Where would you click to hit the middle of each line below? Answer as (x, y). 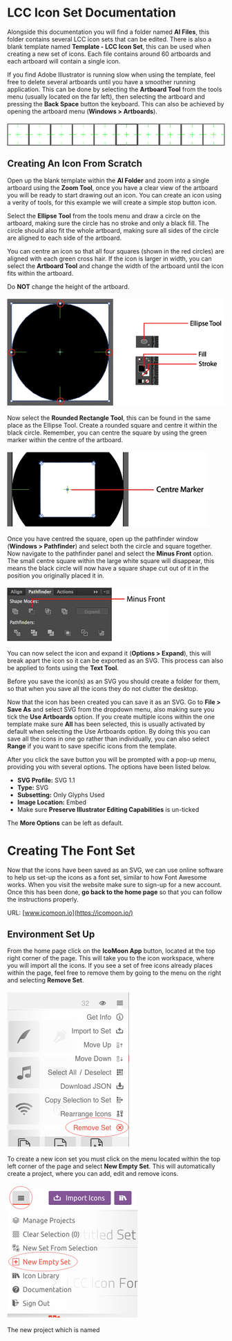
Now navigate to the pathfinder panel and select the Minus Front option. (110, 553)
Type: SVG (33, 787)
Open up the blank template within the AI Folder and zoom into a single (108, 180)
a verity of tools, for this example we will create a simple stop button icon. (112, 202)
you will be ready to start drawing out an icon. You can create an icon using (115, 195)
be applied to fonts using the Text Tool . (63, 667)
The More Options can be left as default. (65, 823)
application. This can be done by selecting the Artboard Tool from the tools (115, 89)
